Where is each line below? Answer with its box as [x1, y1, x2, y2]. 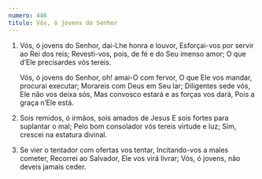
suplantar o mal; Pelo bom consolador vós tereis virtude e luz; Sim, [19, 121, 237, 131]
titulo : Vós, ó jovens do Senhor [8, 19, 118, 27]
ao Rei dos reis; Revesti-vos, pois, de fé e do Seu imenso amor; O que [19, 49, 246, 58]
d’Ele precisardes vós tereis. [19, 57, 112, 67]
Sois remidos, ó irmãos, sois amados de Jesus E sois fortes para [19, 113, 229, 122]
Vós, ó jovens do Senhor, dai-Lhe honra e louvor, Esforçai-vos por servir [19, 40, 254, 50]
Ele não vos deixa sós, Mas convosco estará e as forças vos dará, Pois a [19, 89, 255, 99]
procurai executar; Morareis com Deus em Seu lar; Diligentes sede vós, [19, 80, 250, 91]
